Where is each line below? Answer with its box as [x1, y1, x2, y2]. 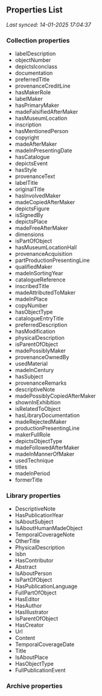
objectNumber [14, 57, 51, 64]
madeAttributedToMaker [14, 289, 76, 297]
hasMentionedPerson [14, 128, 69, 135]
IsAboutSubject [14, 518, 54, 525]
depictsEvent [14, 160, 48, 167]
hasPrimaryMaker [14, 102, 59, 109]
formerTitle [14, 477, 43, 484]
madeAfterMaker [14, 140, 57, 148]
